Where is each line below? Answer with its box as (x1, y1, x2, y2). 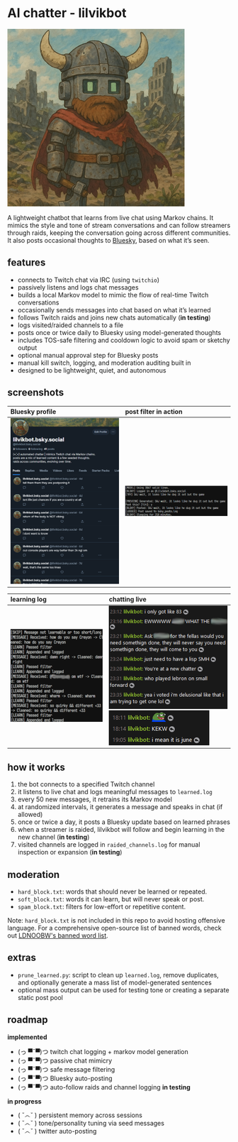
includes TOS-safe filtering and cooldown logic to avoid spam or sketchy (17, 336, 230, 344)
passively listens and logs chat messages (17, 282, 140, 292)
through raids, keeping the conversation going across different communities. (7, 229, 231, 237)
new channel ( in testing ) (17, 833, 90, 842)
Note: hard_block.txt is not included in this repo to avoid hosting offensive (7, 916, 225, 925)
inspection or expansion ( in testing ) (17, 848, 123, 857)
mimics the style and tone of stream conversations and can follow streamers (7, 221, 231, 229)
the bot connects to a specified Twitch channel (17, 780, 155, 789)
